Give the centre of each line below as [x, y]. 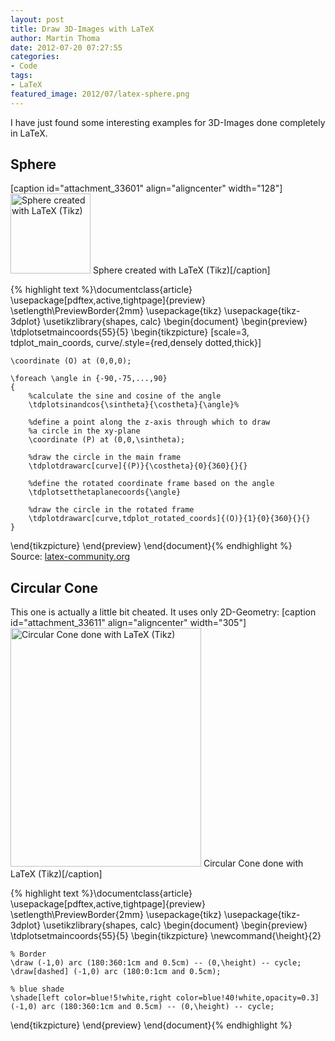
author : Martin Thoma [55, 38]
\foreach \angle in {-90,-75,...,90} [89, 379]
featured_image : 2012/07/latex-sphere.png [100, 94]
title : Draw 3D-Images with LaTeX [82, 29]
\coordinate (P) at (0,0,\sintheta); [107, 440]
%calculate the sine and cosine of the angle [125, 396]
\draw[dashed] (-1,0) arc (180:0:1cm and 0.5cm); [116, 972]
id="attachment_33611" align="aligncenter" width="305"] [128, 623]
